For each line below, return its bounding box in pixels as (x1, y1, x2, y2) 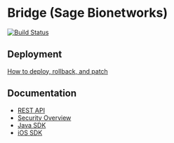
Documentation (7, 88, 77, 100)
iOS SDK (17, 128, 43, 137)
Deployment (7, 48, 62, 60)
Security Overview (17, 114, 72, 122)
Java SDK (17, 121, 46, 129)
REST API (17, 106, 46, 114)
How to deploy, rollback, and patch (7, 67, 109, 75)
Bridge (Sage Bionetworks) (7, 5, 168, 21)
